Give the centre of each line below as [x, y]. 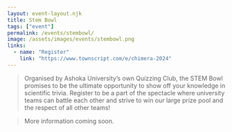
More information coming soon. [69, 121]
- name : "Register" [42, 53]
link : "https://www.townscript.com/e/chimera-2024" [96, 59]
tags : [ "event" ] [30, 26]
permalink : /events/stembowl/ [51, 33]
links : [17, 46]
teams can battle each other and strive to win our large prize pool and [124, 100]
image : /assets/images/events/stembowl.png [71, 39]
